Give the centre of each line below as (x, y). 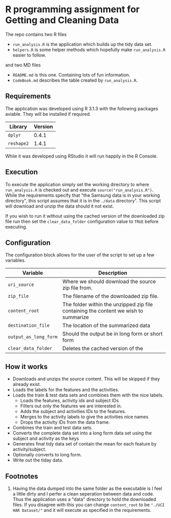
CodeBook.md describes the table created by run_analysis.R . (75, 80)
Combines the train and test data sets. (53, 428)
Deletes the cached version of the (103, 349)
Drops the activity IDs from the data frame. (65, 422)
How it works (26, 366)
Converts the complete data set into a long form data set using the (82, 433)
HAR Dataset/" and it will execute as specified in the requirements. (82, 510)
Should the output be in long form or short (112, 334)
